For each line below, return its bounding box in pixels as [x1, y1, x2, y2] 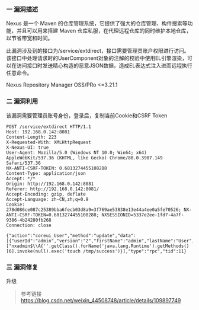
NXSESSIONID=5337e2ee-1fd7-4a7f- [101, 212, 184, 218]
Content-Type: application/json [6, 170, 86, 176]
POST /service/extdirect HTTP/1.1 [6, 123, 92, 130]
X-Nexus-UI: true [6, 144, 49, 151]
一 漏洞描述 [6, 5, 38, 13]
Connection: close [6, 222, 52, 228]
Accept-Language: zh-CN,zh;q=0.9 [6, 196, 89, 202]
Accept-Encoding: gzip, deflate [6, 191, 86, 197]
